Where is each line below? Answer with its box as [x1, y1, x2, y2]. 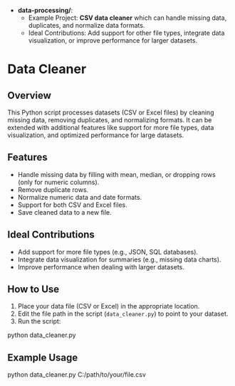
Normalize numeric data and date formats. [17, 193, 142, 201]
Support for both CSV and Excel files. [17, 200, 127, 209]
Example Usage [7, 351, 78, 363]
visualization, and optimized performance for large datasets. [7, 131, 184, 139]
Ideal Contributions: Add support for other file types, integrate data [28, 28, 225, 37]
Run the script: [17, 317, 61, 326]
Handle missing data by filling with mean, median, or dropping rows [17, 170, 216, 178]
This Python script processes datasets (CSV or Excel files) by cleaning [7, 108, 214, 117]
